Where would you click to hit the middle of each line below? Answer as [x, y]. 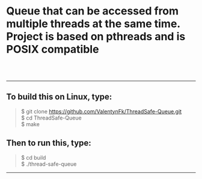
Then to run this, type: [49, 143]
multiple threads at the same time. [93, 24]
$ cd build [33, 157]
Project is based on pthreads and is [96, 37]
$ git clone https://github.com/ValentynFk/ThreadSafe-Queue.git [101, 111]
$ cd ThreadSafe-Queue [51, 118]
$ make [30, 124]
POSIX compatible [53, 50]
